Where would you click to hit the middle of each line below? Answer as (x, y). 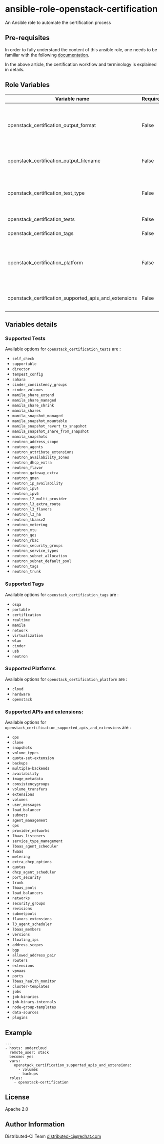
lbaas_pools (24, 888)
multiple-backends (31, 769)
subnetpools (24, 914)
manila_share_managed (34, 401)
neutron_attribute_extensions (43, 452)
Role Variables (27, 85)
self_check (23, 359)
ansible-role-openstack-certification (82, 9)
